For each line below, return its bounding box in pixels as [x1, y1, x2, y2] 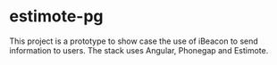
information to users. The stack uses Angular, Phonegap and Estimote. [9, 45, 269, 55]
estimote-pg [9, 6, 105, 27]
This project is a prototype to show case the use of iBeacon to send [9, 36, 259, 46]
